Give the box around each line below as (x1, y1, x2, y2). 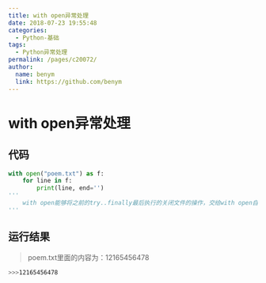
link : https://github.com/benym (15, 77, 123, 85)
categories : (8, 26, 47, 34)
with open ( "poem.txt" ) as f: (8, 169, 104, 178)
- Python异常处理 (15, 48, 68, 56)
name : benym (15, 70, 55, 78)
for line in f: (22, 177, 73, 185)
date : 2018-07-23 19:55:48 (8, 19, 97, 27)
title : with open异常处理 (8, 11, 89, 20)
